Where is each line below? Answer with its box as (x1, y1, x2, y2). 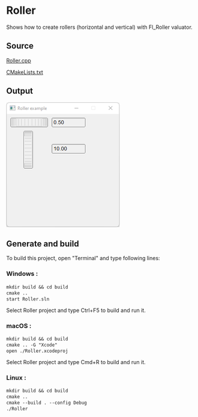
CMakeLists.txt (6, 68, 43, 76)
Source (6, 41, 34, 51)
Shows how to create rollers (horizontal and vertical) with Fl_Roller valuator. (6, 23, 193, 31)
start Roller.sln (6, 296, 50, 302)
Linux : (6, 373, 26, 382)
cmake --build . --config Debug (6, 400, 87, 406)
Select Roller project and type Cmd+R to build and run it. (6, 358, 146, 365)
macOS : (6, 321, 32, 330)
